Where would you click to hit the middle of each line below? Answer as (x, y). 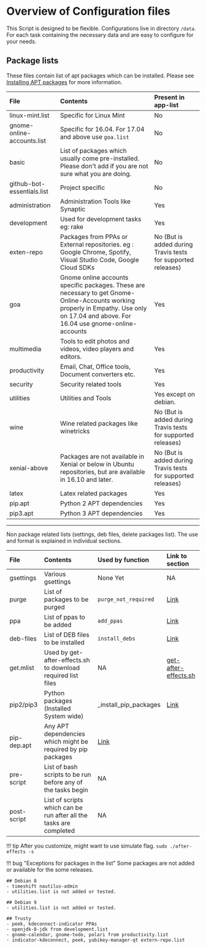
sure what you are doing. (96, 173)
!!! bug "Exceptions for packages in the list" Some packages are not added (101, 863)
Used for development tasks (101, 219)
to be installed (64, 642)
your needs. (21, 41)
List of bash (61, 766)
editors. (71, 356)
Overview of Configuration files (88, 11)
